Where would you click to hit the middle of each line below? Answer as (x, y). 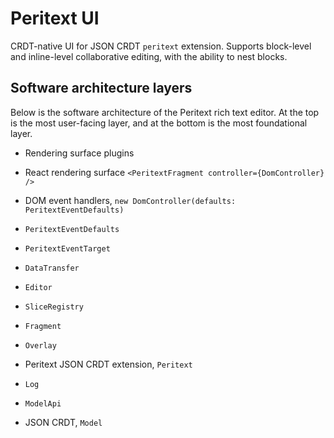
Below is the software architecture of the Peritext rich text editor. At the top (165, 112)
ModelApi (43, 403)
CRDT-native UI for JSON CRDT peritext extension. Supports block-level (161, 46)
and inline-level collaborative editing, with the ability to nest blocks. (149, 56)
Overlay (40, 345)
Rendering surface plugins (79, 153)
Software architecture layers (101, 88)
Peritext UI (55, 18)
